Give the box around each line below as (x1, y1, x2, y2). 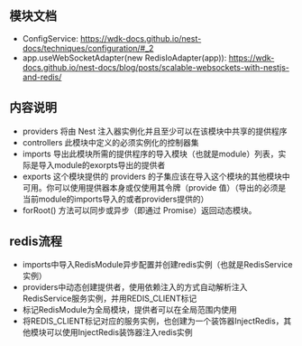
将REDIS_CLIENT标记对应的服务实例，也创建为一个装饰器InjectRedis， (22, 315, 284, 327)
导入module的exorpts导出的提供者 (38, 159, 166, 170)
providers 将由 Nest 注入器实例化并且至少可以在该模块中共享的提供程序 (22, 126, 288, 136)
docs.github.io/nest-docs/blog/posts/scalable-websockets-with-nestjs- (22, 61, 290, 72)
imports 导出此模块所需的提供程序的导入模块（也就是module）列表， (22, 148, 279, 159)
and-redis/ (22, 71, 62, 82)
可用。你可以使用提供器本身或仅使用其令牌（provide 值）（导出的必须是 (22, 182, 287, 192)
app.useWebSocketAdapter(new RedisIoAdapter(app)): (22, 52, 227, 63)
